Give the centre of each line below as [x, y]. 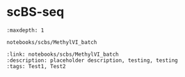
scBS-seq [35, 12]
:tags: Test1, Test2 [37, 66]
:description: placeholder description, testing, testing [92, 60]
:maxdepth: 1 [25, 30]
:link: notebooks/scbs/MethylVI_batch [63, 54]
